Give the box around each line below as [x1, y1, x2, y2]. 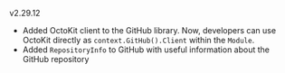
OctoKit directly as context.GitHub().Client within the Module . [22, 35, 255, 45]
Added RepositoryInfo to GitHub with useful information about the [22, 44, 270, 55]
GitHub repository [22, 54, 90, 64]
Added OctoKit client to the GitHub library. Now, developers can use [22, 25, 277, 35]
